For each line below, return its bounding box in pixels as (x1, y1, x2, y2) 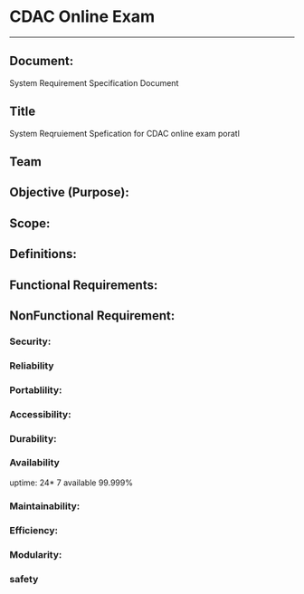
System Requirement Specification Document (9, 77, 179, 88)
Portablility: (9, 383, 62, 396)
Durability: (9, 432, 57, 445)
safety (9, 572, 39, 585)
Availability (9, 456, 61, 469)
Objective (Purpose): (9, 185, 129, 200)
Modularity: (9, 548, 62, 560)
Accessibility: (9, 407, 71, 420)
